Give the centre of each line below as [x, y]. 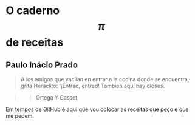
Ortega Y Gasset [56, 97]
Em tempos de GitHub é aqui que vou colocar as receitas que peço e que [97, 109]
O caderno [33, 11]
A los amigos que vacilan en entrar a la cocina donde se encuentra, [105, 79]
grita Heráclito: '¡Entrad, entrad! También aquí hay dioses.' [93, 86]
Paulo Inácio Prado [42, 65]
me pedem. [20, 116]
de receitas [35, 42]
